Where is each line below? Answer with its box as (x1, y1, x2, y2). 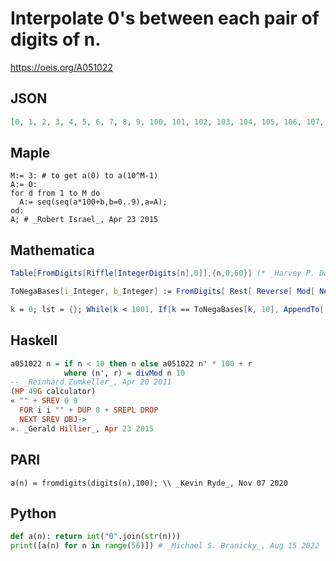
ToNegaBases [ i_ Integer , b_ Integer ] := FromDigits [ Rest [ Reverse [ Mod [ (10, 287, 316, 297)
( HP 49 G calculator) (10, 387, 97, 397)
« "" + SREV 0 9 (10, 396, 78, 406)
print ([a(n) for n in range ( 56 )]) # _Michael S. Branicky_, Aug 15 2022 (10, 541, 320, 551)
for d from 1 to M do (10, 188, 101, 199)
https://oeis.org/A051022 (10, 61, 114, 73)
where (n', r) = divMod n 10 (63, 368, 186, 378)
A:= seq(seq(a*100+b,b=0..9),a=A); (19, 197, 168, 207)
